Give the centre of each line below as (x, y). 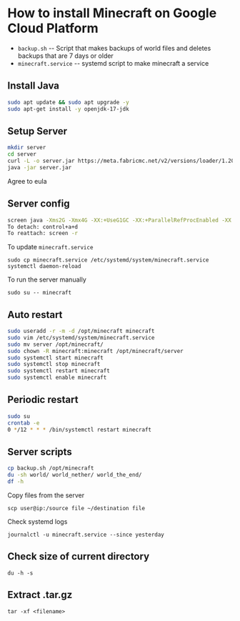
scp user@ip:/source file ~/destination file (76, 508)
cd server (22, 154)
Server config (39, 204)
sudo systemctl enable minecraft (57, 378)
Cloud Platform (53, 28)
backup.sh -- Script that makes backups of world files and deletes (114, 48)
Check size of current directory (79, 556)
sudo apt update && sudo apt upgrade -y (69, 102)
